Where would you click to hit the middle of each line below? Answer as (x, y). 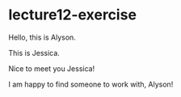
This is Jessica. (34, 53)
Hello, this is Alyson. (42, 37)
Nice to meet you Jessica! (52, 68)
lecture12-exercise (73, 15)
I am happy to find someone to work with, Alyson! (91, 84)
